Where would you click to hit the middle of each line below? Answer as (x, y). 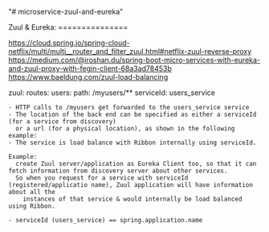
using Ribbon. (32, 206)
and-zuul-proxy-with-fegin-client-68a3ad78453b (90, 68)
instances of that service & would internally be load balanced (132, 199)
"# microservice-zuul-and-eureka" (66, 12)
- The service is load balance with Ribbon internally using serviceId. (132, 143)
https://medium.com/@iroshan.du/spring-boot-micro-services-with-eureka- (134, 60)
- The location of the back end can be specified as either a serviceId (132, 114)
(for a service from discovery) (62, 122)
